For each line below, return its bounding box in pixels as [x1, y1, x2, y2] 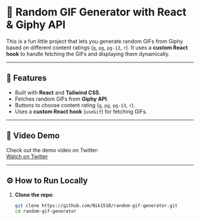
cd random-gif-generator [14, 208, 77, 215]
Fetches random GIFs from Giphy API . [14, 95, 108, 102]
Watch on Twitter [6, 153, 48, 160]
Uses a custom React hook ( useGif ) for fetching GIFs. [14, 108, 148, 115]
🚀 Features [6, 73, 47, 83]
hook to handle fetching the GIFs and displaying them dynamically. [6, 50, 170, 57]
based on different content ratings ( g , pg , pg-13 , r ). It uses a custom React [6, 44, 188, 51]
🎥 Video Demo [6, 131, 60, 141]
